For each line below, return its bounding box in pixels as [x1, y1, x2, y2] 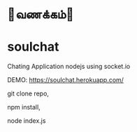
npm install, [7, 103, 41, 112]
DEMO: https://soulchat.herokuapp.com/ [7, 76, 124, 84]
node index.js [7, 117, 46, 125]
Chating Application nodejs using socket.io [7, 62, 131, 71]
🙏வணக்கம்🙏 [7, 6, 75, 22]
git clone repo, [7, 89, 49, 98]
